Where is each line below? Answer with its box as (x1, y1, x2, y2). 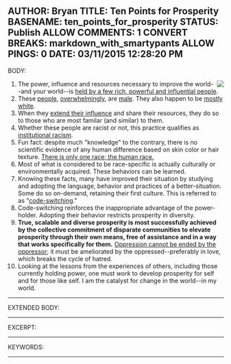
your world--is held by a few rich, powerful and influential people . (32, 87, 219, 95)
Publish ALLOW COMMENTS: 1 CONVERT (8, 27, 188, 38)
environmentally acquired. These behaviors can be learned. (17, 167, 186, 175)
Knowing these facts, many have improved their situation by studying (17, 174, 213, 182)
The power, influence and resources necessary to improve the (17, 80, 194, 88)
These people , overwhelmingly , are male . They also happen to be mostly (17, 94, 223, 102)
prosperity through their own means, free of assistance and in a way (17, 232, 217, 241)
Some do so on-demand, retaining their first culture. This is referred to (17, 189, 217, 197)
